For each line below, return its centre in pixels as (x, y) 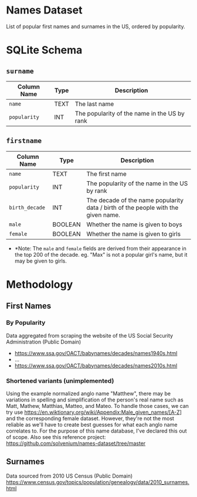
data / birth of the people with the (133, 207)
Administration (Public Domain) (44, 342)
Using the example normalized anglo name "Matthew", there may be (89, 393)
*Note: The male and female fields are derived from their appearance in (100, 248)
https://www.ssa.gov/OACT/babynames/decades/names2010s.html (96, 365)
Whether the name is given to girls (133, 234)
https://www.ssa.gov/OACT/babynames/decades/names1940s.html (96, 353)
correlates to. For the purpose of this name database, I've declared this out (96, 431)
